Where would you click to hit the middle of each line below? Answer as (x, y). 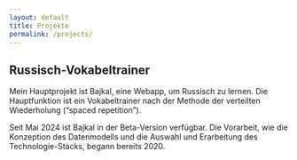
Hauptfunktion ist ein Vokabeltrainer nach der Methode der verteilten (135, 101)
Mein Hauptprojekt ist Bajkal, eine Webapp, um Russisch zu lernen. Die (139, 92)
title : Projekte (39, 26)
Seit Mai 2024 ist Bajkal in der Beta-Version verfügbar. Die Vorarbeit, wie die (148, 128)
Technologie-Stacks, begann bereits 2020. (87, 147)
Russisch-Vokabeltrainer (80, 70)
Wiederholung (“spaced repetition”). (75, 110)
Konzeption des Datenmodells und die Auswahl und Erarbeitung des (134, 137)
